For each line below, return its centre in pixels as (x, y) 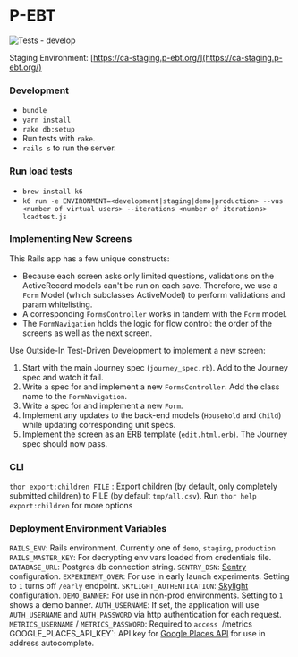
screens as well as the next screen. (87, 333)
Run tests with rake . (59, 139)
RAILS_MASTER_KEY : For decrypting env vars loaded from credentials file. (140, 558)
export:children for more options (71, 506)
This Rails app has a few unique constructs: (89, 258)
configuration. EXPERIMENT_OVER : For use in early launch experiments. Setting (149, 576)
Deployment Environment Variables (88, 529)
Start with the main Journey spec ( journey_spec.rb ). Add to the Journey (155, 367)
